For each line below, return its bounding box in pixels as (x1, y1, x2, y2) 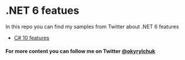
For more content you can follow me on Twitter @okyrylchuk (5, 47, 156, 54)
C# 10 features (13, 34, 50, 41)
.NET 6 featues (5, 4, 79, 17)
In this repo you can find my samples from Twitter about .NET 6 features (5, 23, 179, 30)
